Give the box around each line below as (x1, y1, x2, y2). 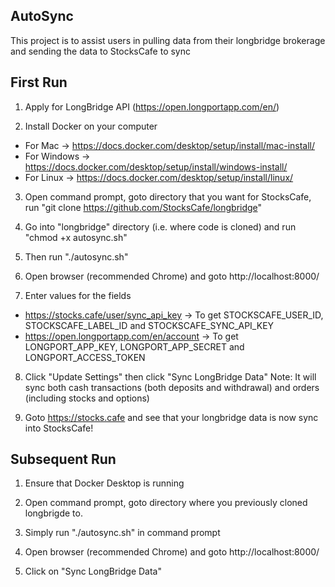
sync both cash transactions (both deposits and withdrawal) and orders (24, 381, 320, 393)
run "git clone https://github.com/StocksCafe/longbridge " (24, 201, 263, 213)
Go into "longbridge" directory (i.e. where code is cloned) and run (24, 220, 297, 233)
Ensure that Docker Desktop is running (24, 477, 185, 489)
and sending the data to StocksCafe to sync (10, 45, 191, 57)
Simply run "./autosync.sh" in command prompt (24, 527, 221, 539)
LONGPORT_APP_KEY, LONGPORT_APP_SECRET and (24, 340, 245, 353)
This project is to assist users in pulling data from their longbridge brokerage (10, 34, 326, 46)
